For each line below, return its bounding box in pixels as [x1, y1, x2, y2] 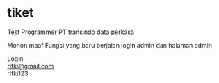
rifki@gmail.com [7, 62, 54, 70]
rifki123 [7, 69, 29, 77]
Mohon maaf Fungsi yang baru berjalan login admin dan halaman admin [7, 41, 213, 49]
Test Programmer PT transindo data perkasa [7, 28, 134, 36]
